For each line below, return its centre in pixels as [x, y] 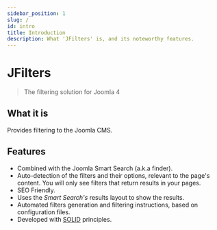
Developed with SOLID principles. [64, 219]
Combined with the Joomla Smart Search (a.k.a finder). [95, 168]
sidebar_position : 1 [37, 13]
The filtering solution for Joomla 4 [72, 92]
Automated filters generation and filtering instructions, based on [107, 205]
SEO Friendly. [36, 190]
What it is [28, 114]
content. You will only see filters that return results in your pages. [109, 183]
